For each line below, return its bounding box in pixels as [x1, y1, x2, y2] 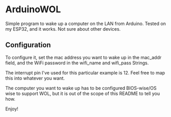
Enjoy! [5, 106, 19, 112]
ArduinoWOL [5, 4, 61, 15]
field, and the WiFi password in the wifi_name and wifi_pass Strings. [5, 60, 149, 66]
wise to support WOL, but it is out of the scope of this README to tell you [5, 90, 160, 97]
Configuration [5, 41, 51, 50]
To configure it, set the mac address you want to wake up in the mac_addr [5, 54, 162, 60]
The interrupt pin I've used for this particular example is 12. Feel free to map [5, 69, 165, 76]
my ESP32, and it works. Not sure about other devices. [5, 26, 121, 32]
